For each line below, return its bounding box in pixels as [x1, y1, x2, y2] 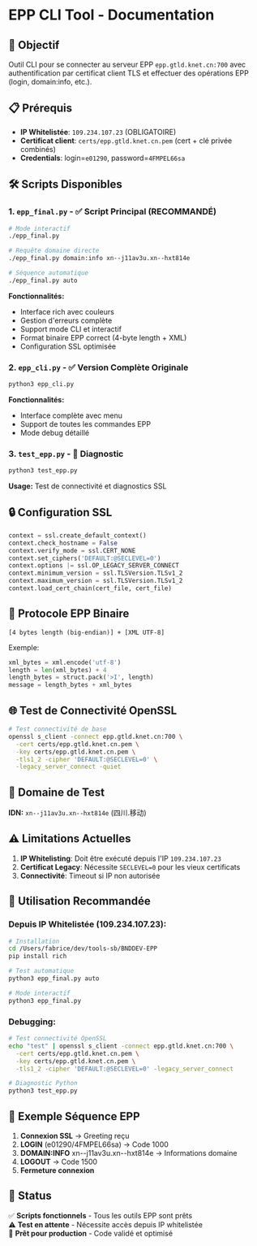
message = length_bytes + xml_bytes [8, 681, 132, 689]
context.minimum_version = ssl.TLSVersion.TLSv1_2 [8, 569, 183, 578]
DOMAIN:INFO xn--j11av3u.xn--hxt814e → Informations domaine [19, 1148, 238, 1157]
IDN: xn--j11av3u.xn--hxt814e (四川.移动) [8, 808, 148, 818]
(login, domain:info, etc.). [8, 77, 92, 86]
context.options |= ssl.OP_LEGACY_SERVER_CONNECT [8, 562, 180, 570]
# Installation [8, 937, 60, 945]
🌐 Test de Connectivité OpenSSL [8, 703, 178, 717]
